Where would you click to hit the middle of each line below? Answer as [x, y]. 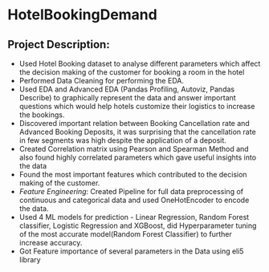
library [30, 260]
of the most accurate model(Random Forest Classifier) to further [125, 234]
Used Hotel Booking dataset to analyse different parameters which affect [140, 63]
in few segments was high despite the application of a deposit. [122, 140]
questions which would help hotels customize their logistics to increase [137, 106]
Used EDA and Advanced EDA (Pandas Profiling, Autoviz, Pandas [126, 89]
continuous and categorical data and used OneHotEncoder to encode [134, 200]
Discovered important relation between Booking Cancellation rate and [134, 123]
